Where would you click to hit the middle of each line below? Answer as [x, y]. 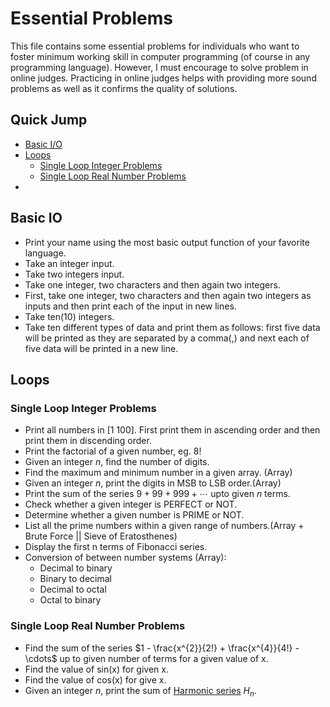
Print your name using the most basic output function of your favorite [167, 242]
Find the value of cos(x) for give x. [95, 679]
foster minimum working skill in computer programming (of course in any [160, 56]
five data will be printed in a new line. [101, 348]
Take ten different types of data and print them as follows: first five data [172, 327]
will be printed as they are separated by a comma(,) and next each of [167, 338]
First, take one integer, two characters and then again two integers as [168, 295]
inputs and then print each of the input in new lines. [130, 306]
